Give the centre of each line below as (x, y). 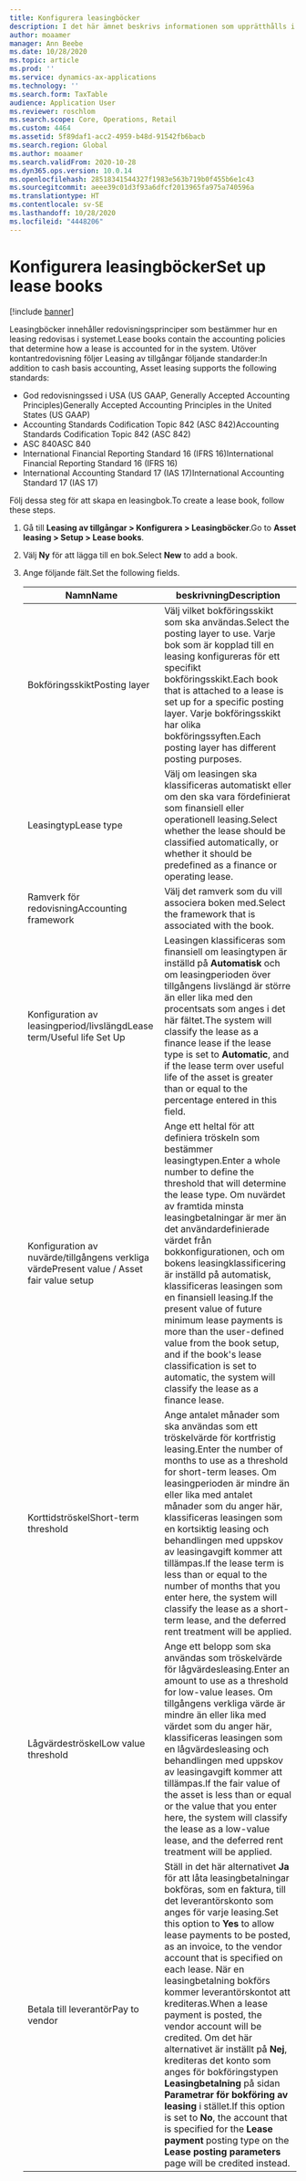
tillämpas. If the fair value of (222, 1783)
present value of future (213, 1309)
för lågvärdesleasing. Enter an (226, 1669)
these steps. (33, 510)
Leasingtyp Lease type (75, 825)
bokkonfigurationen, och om (224, 1251)
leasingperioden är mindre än (226, 1483)
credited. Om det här (208, 2038)
